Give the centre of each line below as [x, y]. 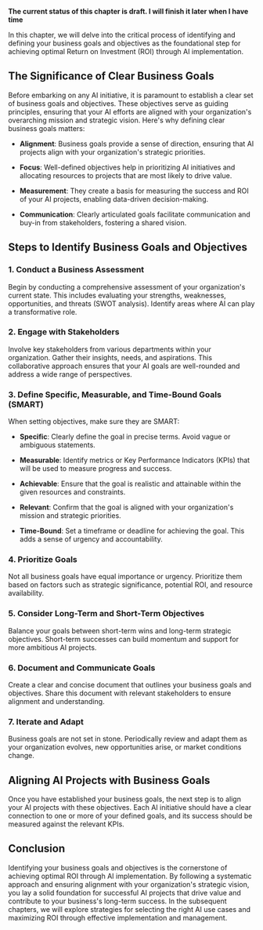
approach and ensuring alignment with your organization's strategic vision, [129, 884]
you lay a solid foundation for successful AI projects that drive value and [124, 892]
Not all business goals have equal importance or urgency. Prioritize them [125, 577]
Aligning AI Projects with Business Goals [109, 780]
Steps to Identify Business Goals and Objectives [128, 248]
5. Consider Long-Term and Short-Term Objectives [106, 614]
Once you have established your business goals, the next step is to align [124, 799]
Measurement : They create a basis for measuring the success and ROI [134, 191]
